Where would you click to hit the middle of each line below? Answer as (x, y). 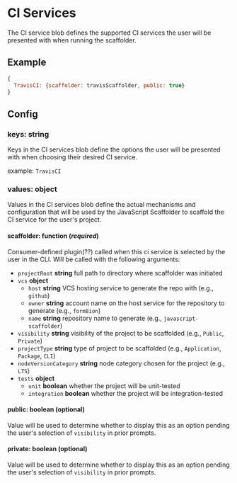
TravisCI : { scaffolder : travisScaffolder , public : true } (99, 85)
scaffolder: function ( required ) (53, 236)
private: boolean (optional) (47, 449)
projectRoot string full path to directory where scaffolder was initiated (120, 273)
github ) (39, 295)
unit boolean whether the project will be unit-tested (104, 386)
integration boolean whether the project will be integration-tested (125, 393)
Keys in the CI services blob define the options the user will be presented (114, 149)
